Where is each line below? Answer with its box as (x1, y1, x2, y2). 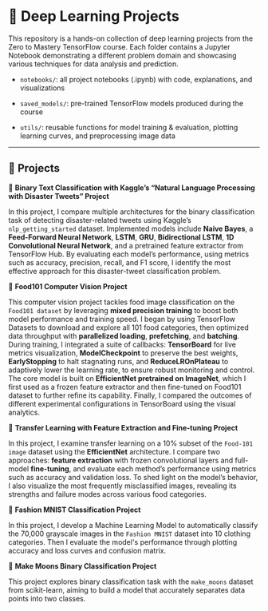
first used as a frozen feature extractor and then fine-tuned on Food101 (8, 382, 242, 391)
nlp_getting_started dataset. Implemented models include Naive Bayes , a (8, 224, 254, 233)
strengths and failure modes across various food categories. (8, 489, 207, 498)
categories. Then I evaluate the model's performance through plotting (8, 537, 238, 546)
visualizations (19, 83, 65, 93)
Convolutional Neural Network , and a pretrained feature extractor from (8, 240, 243, 250)
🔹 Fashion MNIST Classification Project (8, 505, 141, 514)
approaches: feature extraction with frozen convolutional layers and (8, 455, 234, 465)
